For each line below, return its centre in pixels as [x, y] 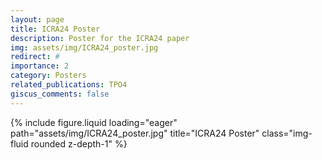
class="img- [287, 133]
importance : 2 [40, 66]
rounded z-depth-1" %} [79, 143]
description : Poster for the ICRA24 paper [100, 38]
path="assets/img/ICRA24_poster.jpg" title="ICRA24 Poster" [135, 133]
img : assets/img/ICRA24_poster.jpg [84, 47]
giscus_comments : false [60, 94]
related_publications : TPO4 [69, 85]
